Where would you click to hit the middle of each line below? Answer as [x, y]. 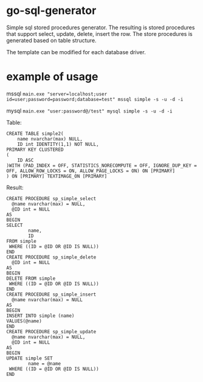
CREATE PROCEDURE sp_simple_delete [51, 257]
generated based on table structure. [51, 40]
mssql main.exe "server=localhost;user [57, 93]
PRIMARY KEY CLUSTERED [35, 150]
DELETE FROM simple [31, 278]
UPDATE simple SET [29, 358]
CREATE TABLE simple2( [35, 134]
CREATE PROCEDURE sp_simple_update [51, 332]
